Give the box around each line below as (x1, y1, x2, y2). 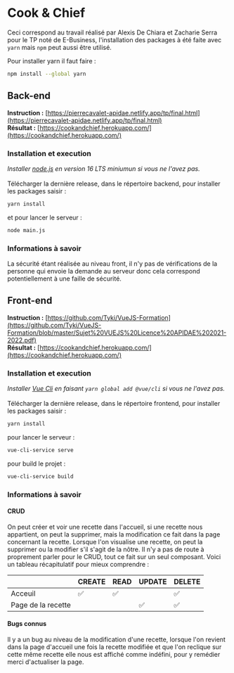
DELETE (174, 577, 201, 587)
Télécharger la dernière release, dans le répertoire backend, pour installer (7, 179, 221, 188)
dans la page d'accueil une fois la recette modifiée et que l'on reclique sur (7, 643, 222, 651)
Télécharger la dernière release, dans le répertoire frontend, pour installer (7, 399, 221, 408)
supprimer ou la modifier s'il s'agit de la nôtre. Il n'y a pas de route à (7, 545, 204, 553)
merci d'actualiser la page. (7, 658, 84, 666)
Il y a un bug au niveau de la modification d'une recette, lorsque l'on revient (7, 635, 226, 644)
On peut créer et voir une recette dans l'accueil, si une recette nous (7, 523, 203, 531)
